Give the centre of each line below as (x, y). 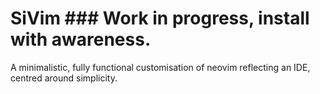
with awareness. (81, 39)
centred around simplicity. (64, 78)
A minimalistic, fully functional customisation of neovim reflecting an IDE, (160, 67)
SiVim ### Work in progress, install (160, 18)
